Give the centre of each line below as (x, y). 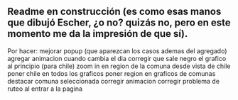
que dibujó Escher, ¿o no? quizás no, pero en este (119, 23)
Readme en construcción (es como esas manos (114, 12)
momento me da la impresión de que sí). (98, 34)
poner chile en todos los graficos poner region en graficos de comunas (112, 73)
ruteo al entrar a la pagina (45, 89)
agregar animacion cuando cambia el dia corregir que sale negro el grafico (117, 58)
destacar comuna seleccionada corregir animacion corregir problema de (114, 81)
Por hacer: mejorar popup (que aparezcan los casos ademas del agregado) (117, 51)
